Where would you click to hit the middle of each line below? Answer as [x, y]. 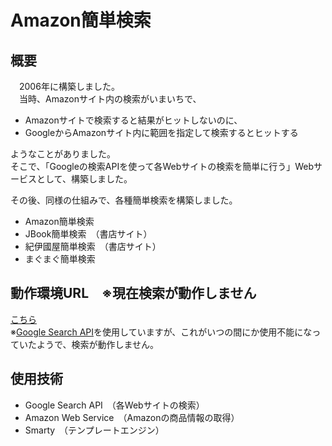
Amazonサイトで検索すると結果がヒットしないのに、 [133, 120]
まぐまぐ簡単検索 [60, 259]
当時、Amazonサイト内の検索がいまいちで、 [110, 99]
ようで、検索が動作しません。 [98, 344]
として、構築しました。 [84, 179]
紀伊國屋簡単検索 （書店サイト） [93, 246]
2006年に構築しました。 [69, 86]
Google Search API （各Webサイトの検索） [114, 405]
